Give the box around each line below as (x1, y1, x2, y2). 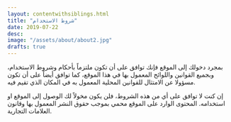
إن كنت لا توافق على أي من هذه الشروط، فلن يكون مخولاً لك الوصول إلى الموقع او (7, 91, 224, 100)
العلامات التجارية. (7, 107, 52, 115)
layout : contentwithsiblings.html (7, 10, 110, 18)
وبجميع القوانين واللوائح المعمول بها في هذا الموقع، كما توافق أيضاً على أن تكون (7, 70, 215, 79)
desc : (7, 30, 23, 38)
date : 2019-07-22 (7, 23, 59, 30)
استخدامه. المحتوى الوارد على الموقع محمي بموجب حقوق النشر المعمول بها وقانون (7, 99, 225, 107)
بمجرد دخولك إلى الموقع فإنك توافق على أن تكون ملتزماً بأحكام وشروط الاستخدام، (7, 63, 223, 71)
